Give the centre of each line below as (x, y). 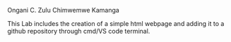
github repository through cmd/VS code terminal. (79, 31)
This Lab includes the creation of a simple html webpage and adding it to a (116, 23)
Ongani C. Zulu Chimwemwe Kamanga (64, 10)
